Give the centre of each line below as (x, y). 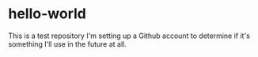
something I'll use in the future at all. (67, 44)
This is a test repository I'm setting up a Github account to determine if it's (129, 36)
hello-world (47, 14)
